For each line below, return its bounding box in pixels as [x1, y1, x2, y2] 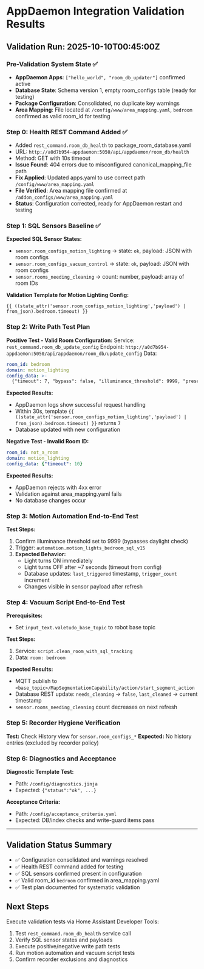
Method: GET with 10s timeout [15, 154, 91, 162]
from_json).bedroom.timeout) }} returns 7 [15, 420, 121, 427]
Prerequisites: [6, 612, 43, 620]
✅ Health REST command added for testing [15, 863, 124, 870]
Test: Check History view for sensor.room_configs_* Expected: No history [6, 732, 192, 740]
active [15, 80, 31, 87]
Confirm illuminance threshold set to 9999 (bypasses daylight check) [15, 538, 188, 545]
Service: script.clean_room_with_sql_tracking [15, 648, 133, 655]
